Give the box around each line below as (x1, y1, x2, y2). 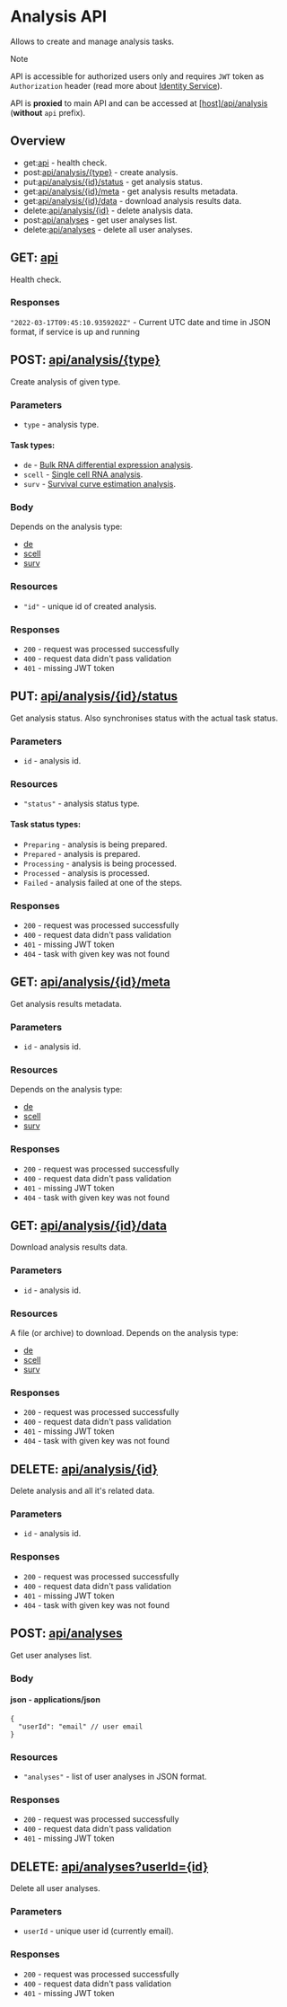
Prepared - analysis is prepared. (22, 848, 141, 859)
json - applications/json (10, 1694, 101, 1705)
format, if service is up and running (10, 326, 140, 337)
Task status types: (10, 819, 82, 830)
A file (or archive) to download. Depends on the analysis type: (10, 1328, 239, 1339)
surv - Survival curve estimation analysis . (22, 479, 176, 490)
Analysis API (10, 6, 107, 27)
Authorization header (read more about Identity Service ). (10, 80, 223, 91)
